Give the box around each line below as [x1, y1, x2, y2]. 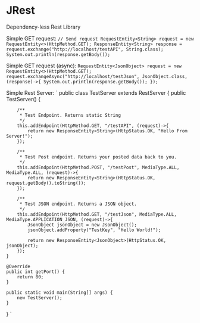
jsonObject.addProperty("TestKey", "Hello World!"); [27, 227, 161, 233]
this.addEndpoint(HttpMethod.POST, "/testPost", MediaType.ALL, [17, 164, 180, 170]
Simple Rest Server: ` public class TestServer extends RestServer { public [6, 89, 186, 96]
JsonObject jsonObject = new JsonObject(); [27, 222, 137, 228]
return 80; [17, 274, 44, 280]
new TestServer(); [17, 294, 62, 301]
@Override [6, 263, 31, 269]
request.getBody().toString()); [6, 180, 86, 186]
